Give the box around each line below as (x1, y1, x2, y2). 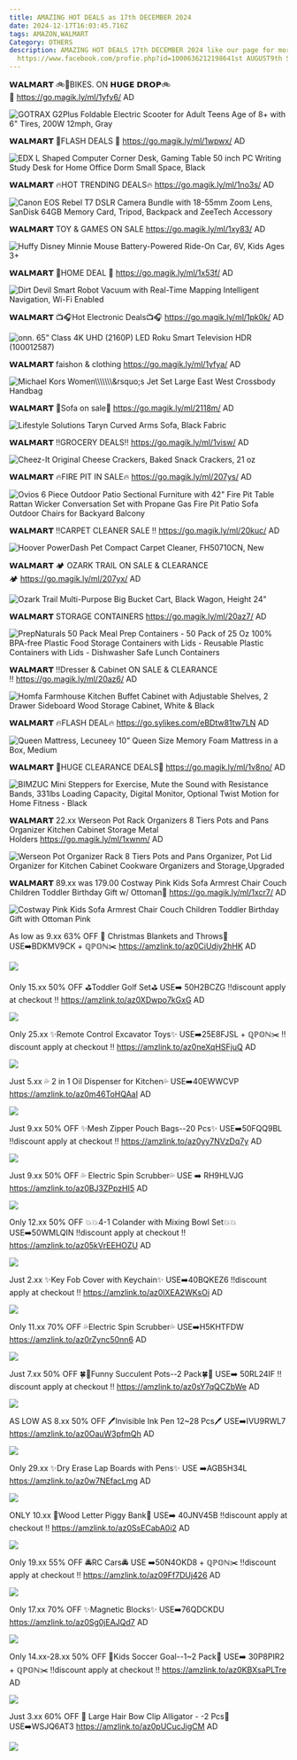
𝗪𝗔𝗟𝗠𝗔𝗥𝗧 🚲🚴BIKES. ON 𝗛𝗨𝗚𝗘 (9, 79, 135, 90)
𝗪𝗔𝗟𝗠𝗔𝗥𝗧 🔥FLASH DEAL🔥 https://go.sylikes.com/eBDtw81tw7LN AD (9, 717, 270, 728)
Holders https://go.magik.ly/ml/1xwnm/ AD (9, 834, 164, 844)
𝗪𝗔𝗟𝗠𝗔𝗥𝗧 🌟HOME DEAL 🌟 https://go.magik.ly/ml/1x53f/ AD (9, 268, 234, 278)
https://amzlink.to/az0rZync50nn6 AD (9, 1334, 148, 1344)
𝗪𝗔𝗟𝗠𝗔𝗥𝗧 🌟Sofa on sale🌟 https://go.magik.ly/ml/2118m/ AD (9, 403, 234, 413)
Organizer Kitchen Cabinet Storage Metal (9, 825, 159, 834)
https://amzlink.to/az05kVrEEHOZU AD (9, 1240, 152, 1250)
